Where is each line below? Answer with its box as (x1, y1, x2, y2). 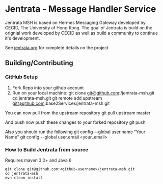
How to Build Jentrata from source (5, 146, 89, 153)
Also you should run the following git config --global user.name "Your (5, 129, 146, 135)
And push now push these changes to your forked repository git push (5, 119, 146, 125)
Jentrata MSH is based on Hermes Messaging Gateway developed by (5, 20, 146, 25)
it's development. (5, 35, 40, 41)
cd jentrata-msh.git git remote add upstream (12, 95, 102, 101)
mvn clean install (5, 175, 43, 180)
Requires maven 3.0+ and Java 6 (5, 157, 72, 163)
